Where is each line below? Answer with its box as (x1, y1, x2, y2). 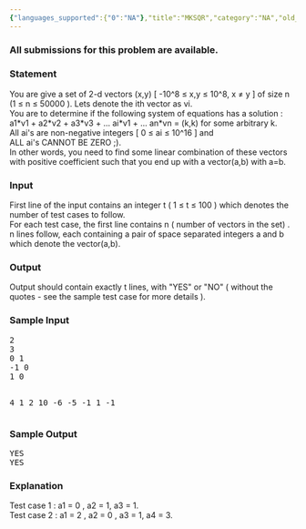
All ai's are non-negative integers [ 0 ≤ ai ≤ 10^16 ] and (9, 127, 214, 137)
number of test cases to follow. (9, 209, 126, 220)
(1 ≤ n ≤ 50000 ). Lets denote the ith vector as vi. (9, 97, 193, 109)
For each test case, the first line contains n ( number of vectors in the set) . (9, 219, 291, 230)
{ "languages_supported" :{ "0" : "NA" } (9, 13, 145, 23)
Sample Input (9, 314, 70, 327)
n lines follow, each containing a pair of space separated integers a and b (9, 229, 285, 239)
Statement (9, 67, 57, 80)
